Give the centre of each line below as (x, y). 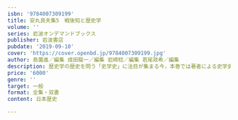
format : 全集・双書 (33, 92)
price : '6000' (28, 73)
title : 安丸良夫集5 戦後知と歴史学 (54, 20)
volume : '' (23, 27)
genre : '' (22, 79)
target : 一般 (25, 86)
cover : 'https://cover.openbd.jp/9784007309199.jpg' (87, 54)
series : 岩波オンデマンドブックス (52, 34)
